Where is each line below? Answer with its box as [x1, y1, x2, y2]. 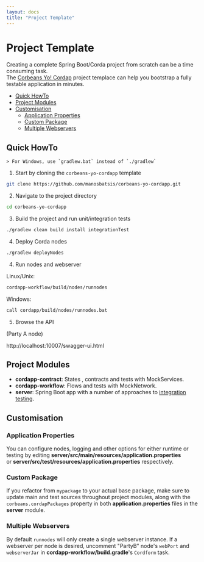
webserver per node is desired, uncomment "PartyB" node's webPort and [6, 542, 190, 549]
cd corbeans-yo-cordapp [6, 204, 67, 211]
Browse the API [15, 318, 54, 325]
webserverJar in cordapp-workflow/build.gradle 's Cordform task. [6, 549, 170, 556]
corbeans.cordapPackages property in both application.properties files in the [6, 500, 198, 507]
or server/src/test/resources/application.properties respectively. [6, 458, 174, 465]
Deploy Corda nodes [15, 237, 67, 245]
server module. [6, 506, 46, 514]
